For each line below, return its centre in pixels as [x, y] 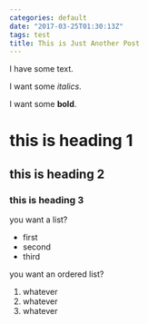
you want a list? [39, 220]
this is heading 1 [71, 141]
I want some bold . [43, 104]
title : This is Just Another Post [75, 43]
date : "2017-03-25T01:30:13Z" [67, 26]
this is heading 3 [47, 200]
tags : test [30, 34]
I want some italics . [45, 86]
